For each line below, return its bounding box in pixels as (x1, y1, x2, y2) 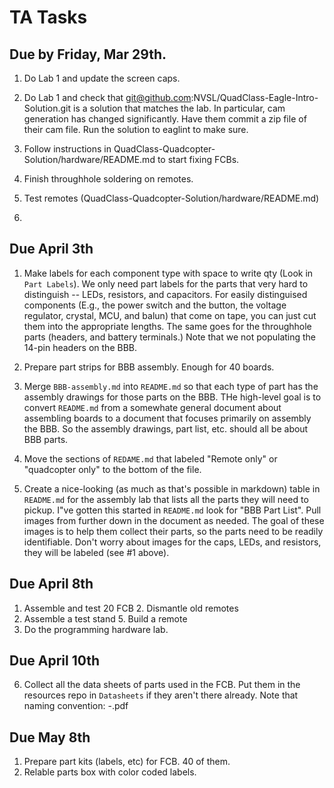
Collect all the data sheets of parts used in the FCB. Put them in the (23, 679, 301, 691)
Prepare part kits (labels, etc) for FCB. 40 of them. (23, 756, 231, 768)
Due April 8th (9, 576, 94, 593)
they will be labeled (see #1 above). (23, 546, 170, 558)
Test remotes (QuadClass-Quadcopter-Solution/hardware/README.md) (23, 192, 320, 204)
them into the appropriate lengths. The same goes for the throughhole (23, 320, 312, 332)
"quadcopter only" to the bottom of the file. (23, 463, 202, 475)
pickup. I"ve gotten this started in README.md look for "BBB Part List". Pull (23, 504, 322, 516)
